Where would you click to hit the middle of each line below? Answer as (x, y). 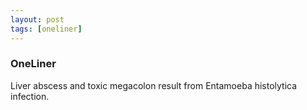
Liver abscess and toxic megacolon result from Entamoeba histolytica (154, 85)
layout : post (37, 19)
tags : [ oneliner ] (46, 29)
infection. (30, 96)
